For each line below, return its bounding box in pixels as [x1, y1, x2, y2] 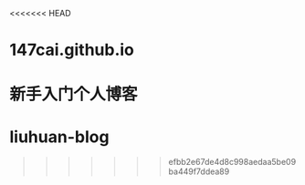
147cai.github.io [9, 40, 135, 60]
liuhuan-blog [9, 127, 110, 147]
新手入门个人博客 [9, 84, 139, 105]
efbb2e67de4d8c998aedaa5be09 [168, 157, 297, 168]
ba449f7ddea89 [168, 166, 230, 177]
